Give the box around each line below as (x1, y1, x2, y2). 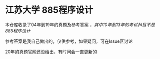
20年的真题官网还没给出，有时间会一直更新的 (5, 49, 97, 55)
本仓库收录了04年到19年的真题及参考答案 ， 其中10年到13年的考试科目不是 (5, 22, 156, 28)
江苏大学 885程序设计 (5, 4, 93, 16)
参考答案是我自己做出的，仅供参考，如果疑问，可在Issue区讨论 (5, 38, 133, 44)
